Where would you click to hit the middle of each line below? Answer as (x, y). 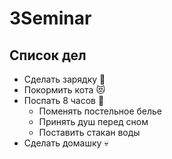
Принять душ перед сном (93, 121)
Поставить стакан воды (89, 132)
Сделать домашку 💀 (66, 143)
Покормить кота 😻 (64, 90)
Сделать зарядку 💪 (64, 79)
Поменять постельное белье (100, 111)
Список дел (48, 55)
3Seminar (50, 18)
